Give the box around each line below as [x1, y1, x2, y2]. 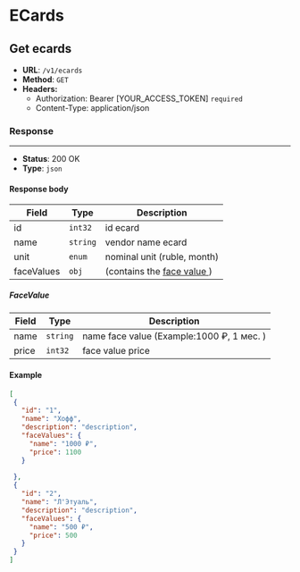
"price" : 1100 [29, 448, 82, 457]
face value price [81, 345, 150, 357]
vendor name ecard [104, 236, 187, 248]
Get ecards [9, 41, 72, 56]
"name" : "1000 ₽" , [29, 439, 98, 448]
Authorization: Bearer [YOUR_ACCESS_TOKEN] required [35, 93, 243, 104]
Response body [9, 183, 69, 194]
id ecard [104, 221, 140, 233]
